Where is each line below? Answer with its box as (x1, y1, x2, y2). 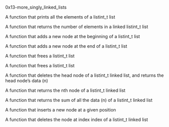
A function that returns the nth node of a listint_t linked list (5, 87, 126, 93)
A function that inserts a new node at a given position (5, 107, 116, 112)
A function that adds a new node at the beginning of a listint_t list (5, 34, 140, 39)
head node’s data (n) (5, 78, 48, 83)
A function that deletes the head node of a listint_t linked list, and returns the (5, 72, 164, 78)
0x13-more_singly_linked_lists (5, 5, 67, 10)
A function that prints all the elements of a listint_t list (5, 14, 116, 20)
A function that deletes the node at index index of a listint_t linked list (5, 116, 148, 122)
